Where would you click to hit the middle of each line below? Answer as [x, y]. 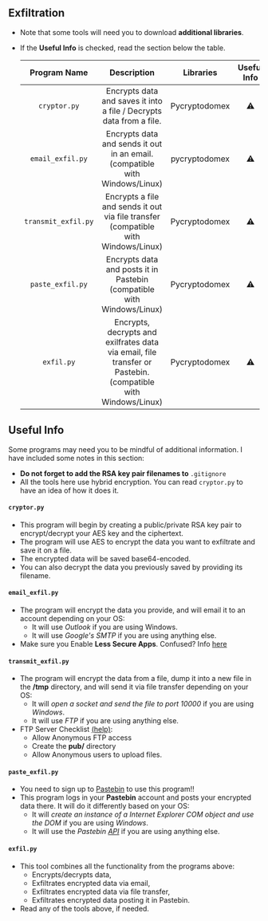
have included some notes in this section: [77, 458]
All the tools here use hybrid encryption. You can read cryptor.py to [131, 482]
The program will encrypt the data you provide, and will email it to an [132, 610]
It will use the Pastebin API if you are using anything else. [126, 832]
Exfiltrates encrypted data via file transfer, [100, 891]
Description [132, 73]
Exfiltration [37, 13]
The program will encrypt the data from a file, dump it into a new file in [136, 679]
